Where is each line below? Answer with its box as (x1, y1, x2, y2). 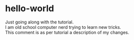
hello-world (5, 3, 55, 14)
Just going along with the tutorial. (5, 19, 74, 25)
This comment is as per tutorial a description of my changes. (5, 29, 130, 35)
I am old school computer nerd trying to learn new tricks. (5, 24, 122, 30)
